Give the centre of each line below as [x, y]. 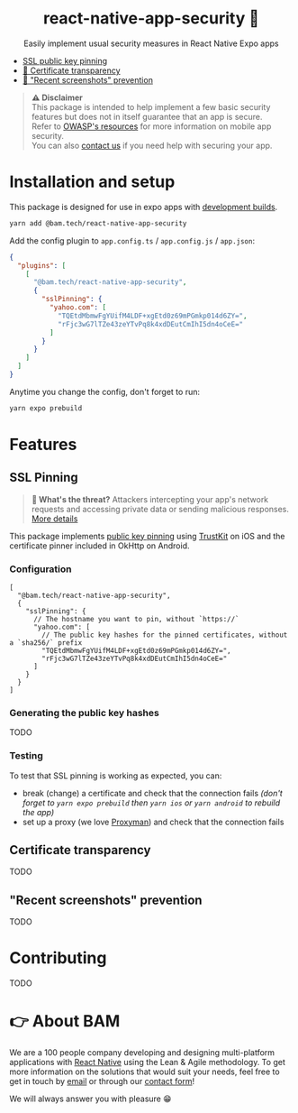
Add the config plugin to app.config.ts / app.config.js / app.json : [132, 240]
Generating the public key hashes [84, 713]
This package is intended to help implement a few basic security [151, 106]
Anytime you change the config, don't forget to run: [105, 391]
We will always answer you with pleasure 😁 [90, 1099]
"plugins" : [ [42, 265]
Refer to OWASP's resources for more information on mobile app [151, 126]
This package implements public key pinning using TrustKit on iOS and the [147, 536]
